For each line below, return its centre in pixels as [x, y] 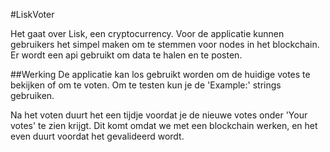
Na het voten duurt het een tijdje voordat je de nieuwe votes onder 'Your [159, 115]
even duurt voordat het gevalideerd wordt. [97, 136]
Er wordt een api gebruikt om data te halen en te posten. [126, 55]
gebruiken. [32, 95]
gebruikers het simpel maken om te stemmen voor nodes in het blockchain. [165, 44]
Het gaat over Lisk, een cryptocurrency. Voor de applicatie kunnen [147, 33]
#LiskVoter [32, 14]
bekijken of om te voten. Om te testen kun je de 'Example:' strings [146, 85]
